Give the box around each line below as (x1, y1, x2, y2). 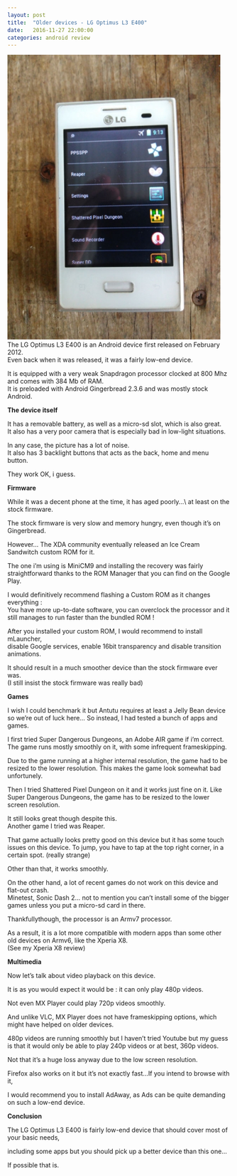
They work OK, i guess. (7, 470, 76, 478)
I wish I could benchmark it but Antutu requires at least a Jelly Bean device (7, 706, 226, 715)
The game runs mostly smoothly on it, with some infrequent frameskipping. (7, 742, 227, 751)
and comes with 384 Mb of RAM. (7, 377, 104, 386)
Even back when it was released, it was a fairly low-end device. (7, 356, 193, 364)
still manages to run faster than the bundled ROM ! (7, 613, 155, 622)
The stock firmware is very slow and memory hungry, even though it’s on (7, 519, 221, 527)
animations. (7, 650, 41, 658)
